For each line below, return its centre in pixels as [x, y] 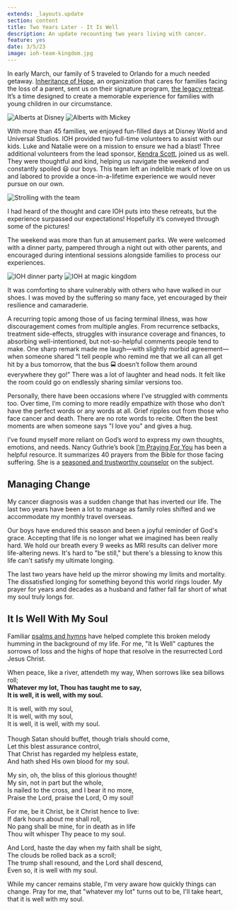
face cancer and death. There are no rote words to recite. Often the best [112, 418]
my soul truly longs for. [41, 596]
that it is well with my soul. [46, 899]
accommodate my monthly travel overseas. [70, 516]
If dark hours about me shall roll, [54, 819]
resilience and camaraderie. [48, 305]
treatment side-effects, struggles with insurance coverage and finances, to [116, 334]
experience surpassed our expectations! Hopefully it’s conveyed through [113, 218]
